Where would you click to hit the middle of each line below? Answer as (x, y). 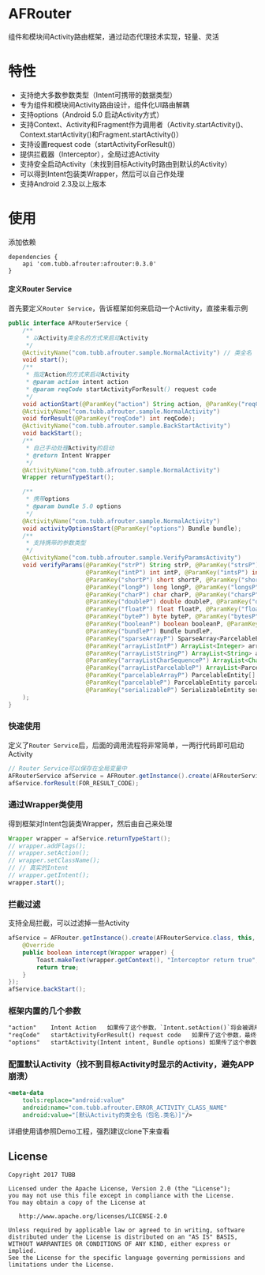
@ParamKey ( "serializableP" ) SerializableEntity (165, 690)
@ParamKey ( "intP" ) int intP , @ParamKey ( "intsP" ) (167, 572)
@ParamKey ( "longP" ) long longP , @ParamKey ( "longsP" (172, 587)
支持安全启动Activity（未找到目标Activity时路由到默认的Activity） (125, 164)
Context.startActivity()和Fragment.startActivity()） (101, 134)
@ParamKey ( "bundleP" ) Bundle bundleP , (149, 631)
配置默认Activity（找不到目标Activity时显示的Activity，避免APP (131, 1064)
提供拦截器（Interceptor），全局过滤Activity (90, 154)
